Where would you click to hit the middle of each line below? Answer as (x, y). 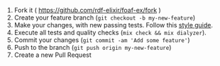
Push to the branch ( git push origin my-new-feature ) (93, 47)
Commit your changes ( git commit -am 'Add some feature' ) (102, 40)
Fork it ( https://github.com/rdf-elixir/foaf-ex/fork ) (87, 10)
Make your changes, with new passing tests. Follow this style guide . (114, 25)
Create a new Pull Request (53, 55)
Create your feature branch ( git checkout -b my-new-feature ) (105, 18)
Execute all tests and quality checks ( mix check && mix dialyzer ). (110, 32)
